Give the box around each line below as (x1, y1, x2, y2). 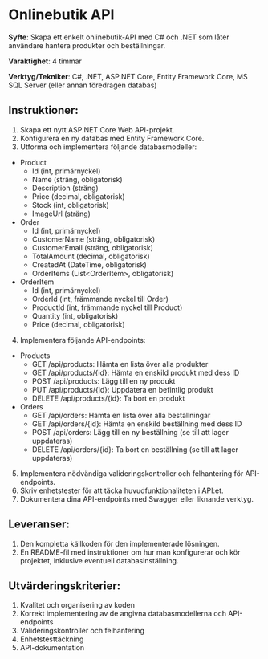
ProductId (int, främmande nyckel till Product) (31, 303, 183, 312)
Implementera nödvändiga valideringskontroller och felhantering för (19, 468, 244, 478)
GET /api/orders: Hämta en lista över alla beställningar (31, 410, 211, 420)
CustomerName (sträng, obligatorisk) (31, 234, 156, 244)
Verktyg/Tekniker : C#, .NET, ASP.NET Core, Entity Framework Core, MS (8, 71, 248, 81)
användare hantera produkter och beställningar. (8, 40, 166, 50)
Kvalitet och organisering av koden (19, 600, 135, 610)
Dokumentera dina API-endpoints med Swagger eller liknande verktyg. (19, 494, 254, 503)
